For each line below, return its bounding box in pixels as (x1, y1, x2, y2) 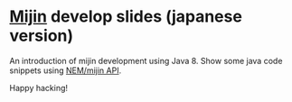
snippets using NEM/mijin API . (9, 65, 122, 76)
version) (9, 25, 74, 46)
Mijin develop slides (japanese (9, 6, 242, 27)
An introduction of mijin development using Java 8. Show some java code (9, 55, 283, 66)
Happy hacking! (9, 82, 69, 93)
